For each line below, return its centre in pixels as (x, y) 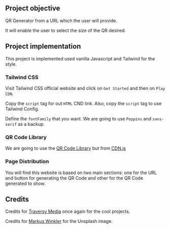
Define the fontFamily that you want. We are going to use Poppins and (78, 118)
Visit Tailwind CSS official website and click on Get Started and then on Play (85, 88)
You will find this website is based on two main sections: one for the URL (81, 173)
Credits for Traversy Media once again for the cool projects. (68, 211)
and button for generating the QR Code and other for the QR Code (74, 178)
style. (11, 64)
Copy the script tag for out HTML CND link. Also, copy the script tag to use (83, 103)
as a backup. (31, 124)
